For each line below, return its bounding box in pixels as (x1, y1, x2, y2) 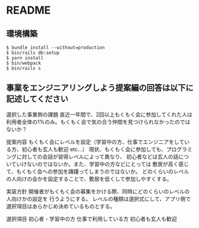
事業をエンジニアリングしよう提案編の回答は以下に (6, 83, 194, 93)
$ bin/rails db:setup (6, 50, 60, 56)
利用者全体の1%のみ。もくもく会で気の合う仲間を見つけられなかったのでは (6, 118, 191, 125)
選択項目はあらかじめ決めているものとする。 (6, 203, 116, 210)
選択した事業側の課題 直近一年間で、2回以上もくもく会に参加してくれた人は (6, 111, 193, 118)
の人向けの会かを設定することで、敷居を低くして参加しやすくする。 (6, 175, 172, 182)
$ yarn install (6, 55, 44, 61)
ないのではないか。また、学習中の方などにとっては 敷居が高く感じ (26, 160, 189, 168)
